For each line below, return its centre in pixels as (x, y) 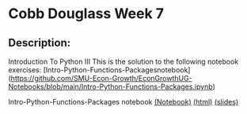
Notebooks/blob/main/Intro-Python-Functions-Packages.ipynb (110, 86)
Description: (40, 43)
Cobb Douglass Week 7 (86, 14)
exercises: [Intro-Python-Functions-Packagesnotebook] (99, 70)
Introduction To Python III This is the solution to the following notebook (123, 61)
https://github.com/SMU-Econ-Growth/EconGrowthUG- (101, 78)
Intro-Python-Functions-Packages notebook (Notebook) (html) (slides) (123, 102)
